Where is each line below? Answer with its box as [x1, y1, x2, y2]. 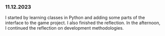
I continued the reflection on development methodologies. [5, 25, 124, 31]
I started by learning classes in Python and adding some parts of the [5, 15, 145, 21]
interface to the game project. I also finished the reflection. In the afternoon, [5, 20, 161, 26]
